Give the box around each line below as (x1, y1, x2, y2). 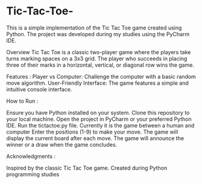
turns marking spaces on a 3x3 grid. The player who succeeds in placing (6, 55, 188, 62)
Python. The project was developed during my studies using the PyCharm (6, 30, 190, 37)
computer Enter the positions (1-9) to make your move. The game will (6, 128, 178, 135)
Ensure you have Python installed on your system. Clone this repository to (6, 109, 190, 116)
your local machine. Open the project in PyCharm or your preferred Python (6, 115, 192, 123)
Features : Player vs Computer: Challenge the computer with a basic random (6, 73, 196, 80)
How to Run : (6, 97, 39, 105)
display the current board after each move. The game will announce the (6, 134, 185, 142)
